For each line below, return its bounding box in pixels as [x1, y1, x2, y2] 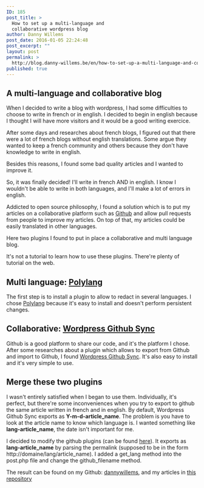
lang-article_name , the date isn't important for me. [6, 425, 135, 433]
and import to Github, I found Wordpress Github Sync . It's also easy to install [6, 353, 198, 360]
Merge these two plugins [6, 377, 103, 387]
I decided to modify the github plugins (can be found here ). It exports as [6, 437, 186, 445]
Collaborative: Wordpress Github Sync [6, 324, 155, 334]
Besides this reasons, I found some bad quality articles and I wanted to [6, 160, 183, 168]
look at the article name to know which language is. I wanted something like [6, 419, 195, 426]
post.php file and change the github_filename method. [6, 456, 142, 464]
